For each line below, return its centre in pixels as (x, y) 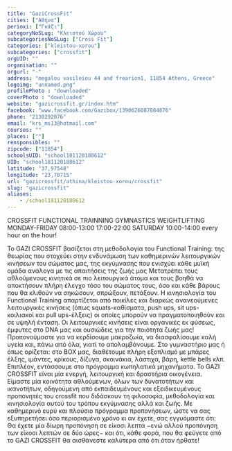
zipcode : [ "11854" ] (35, 149)
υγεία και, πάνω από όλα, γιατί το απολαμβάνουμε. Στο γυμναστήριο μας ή (116, 344)
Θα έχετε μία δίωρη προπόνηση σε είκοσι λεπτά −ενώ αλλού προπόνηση (113, 425)
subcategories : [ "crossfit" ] (49, 53)
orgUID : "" (23, 59)
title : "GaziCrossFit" (40, 14)
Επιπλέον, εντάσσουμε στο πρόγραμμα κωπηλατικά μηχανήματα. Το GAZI (114, 366)
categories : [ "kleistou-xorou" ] (54, 46)
